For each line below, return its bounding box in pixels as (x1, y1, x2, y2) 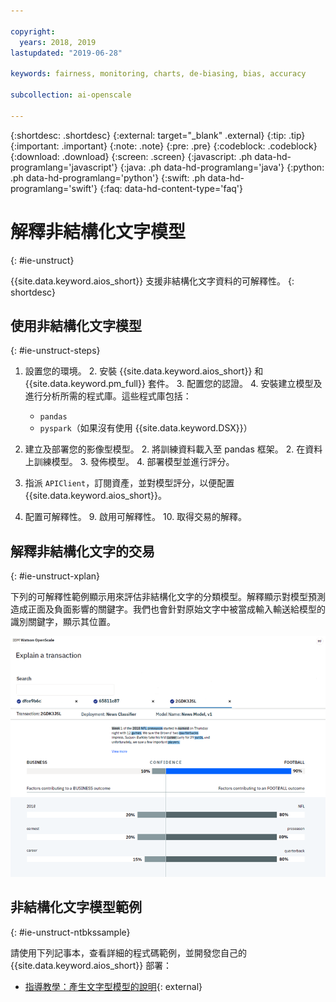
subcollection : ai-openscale (10, 90, 132, 100)
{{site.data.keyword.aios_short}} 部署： (10, 959, 173, 971)
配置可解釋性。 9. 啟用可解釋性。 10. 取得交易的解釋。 (24, 511, 248, 523)
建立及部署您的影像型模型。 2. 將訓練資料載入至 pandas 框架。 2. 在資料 (24, 443, 323, 455)
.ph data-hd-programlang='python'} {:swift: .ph (10, 171, 206, 184)
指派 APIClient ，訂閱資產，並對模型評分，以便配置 (24, 477, 235, 489)
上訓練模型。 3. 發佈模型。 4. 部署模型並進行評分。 (24, 456, 235, 468)
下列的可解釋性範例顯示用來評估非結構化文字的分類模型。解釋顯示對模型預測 (10, 591, 326, 603)
